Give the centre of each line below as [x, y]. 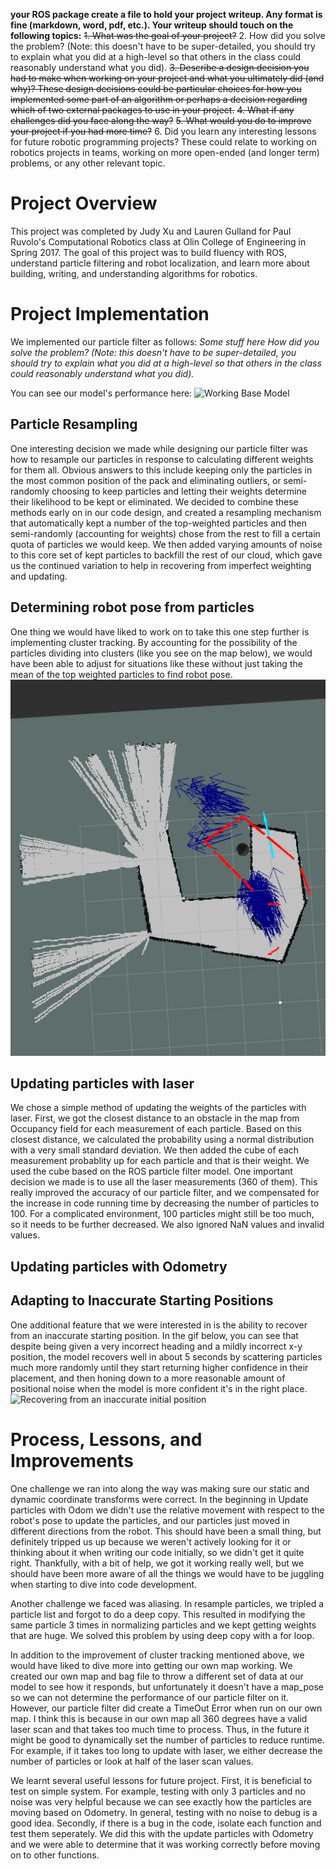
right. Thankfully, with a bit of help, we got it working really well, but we [157, 1563]
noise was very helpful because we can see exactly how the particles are [161, 1801]
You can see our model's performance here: [101, 393]
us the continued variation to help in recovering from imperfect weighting [161, 565]
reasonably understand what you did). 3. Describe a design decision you [160, 67]
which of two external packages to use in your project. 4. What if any [152, 110]
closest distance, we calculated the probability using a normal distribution [162, 1140]
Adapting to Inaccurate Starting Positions [142, 1300]
